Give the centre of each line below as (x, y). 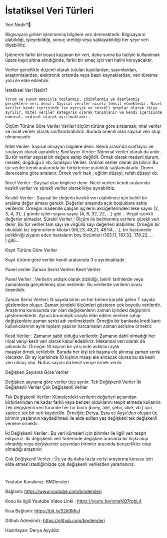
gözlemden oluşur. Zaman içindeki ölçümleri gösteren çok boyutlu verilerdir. (83, 305)
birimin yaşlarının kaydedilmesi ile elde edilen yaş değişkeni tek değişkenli (81, 418)
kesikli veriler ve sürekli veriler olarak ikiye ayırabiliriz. (60, 188)
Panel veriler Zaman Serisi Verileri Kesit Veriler (53, 269)
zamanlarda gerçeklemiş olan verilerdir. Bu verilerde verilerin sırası (74, 284)
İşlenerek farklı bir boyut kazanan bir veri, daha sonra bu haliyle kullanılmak (82, 55)
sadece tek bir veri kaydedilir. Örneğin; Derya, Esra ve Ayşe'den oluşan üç (81, 413)
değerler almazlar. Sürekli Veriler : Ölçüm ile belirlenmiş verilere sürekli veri (82, 219)
